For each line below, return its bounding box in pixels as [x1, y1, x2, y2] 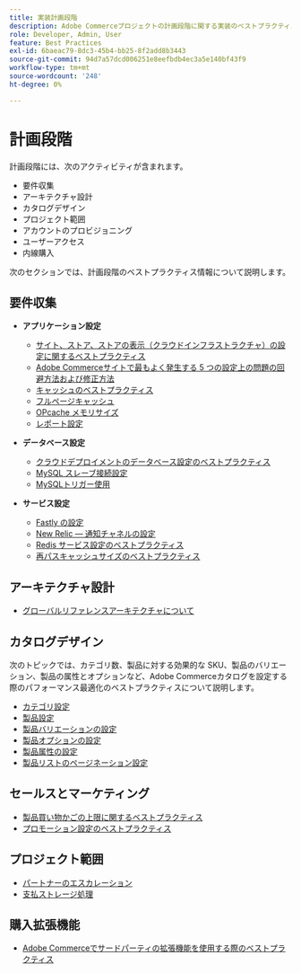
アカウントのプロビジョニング [21, 225, 133, 235]
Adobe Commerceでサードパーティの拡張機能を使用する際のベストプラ [21, 942, 287, 953]
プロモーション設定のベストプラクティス [21, 823, 172, 834]
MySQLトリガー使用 [35, 479, 110, 490]
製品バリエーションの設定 [21, 724, 117, 734]
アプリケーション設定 [21, 321, 101, 332]
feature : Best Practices [9, 38, 102, 48]
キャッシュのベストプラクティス [35, 385, 154, 395]
